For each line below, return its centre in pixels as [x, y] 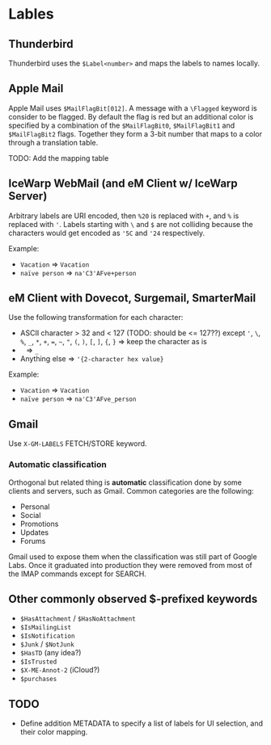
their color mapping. [54, 732]
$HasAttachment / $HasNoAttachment [78, 618]
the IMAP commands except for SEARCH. [78, 574]
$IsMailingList [46, 628]
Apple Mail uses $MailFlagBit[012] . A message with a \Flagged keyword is [133, 108]
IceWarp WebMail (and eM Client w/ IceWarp [123, 184]
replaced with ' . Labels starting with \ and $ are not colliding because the [131, 224]
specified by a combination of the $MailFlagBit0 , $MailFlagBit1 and [122, 125]
